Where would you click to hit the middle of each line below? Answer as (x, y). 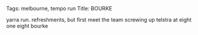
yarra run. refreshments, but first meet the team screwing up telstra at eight (99, 20)
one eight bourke (27, 26)
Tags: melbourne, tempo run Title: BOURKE (59, 8)
